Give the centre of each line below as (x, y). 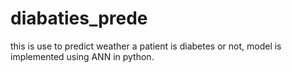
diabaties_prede (79, 18)
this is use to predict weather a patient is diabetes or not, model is (146, 46)
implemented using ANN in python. (82, 56)
